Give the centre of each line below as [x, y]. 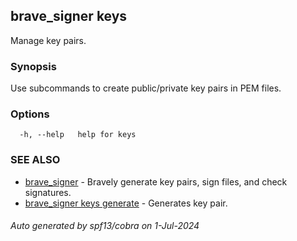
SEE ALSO [35, 160]
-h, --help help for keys [78, 135]
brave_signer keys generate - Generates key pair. [126, 203]
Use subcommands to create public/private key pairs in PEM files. [146, 88]
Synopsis [33, 66]
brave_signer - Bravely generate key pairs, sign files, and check [156, 181]
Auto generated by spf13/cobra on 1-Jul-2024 [105, 226]
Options [30, 114]
